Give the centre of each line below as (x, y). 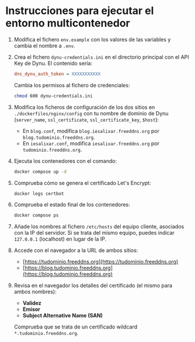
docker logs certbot (39, 194)
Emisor (31, 309)
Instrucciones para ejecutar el (80, 11)
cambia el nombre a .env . (44, 46)
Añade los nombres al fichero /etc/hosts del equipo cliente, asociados (99, 227)
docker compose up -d (40, 172)
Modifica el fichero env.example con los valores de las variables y (92, 39)
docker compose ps (36, 216)
